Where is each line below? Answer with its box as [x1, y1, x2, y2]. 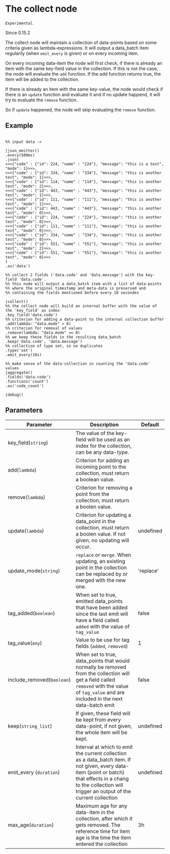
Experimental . [5, 20, 34, 26]
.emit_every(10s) [5, 352, 42, 358]
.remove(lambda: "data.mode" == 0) [5, 330, 80, 335]
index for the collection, [75, 442, 132, 449]
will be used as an [87, 436, 130, 443]
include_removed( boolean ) [8, 676, 71, 683]
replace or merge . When [75, 551, 132, 558]
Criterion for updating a [75, 511, 132, 518]
